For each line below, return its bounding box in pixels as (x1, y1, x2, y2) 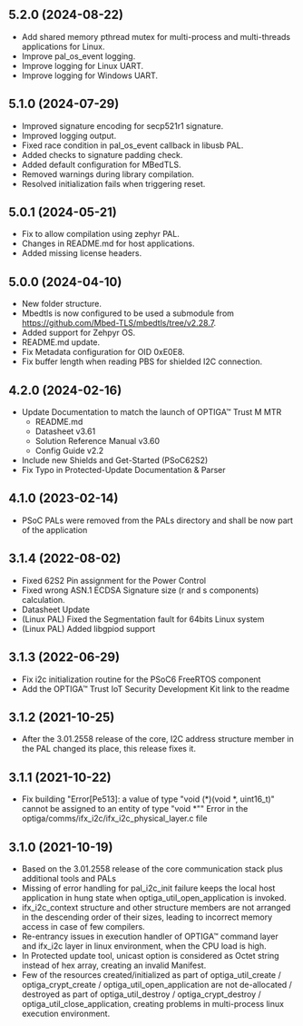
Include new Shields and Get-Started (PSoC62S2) (21, 455, 209, 466)
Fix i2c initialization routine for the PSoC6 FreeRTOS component (21, 674, 261, 685)
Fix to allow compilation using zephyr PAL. (21, 229, 181, 240)
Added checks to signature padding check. (21, 149, 183, 160)
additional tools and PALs (21, 873, 117, 883)
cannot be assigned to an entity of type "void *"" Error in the (21, 804, 249, 814)
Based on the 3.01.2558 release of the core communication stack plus (21, 863, 283, 874)
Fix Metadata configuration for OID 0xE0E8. (21, 347, 185, 358)
